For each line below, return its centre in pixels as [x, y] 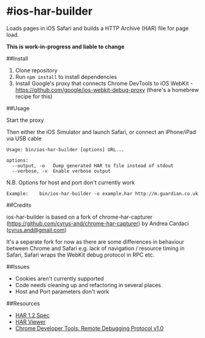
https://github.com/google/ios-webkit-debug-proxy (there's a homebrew [107, 89]
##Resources [23, 303]
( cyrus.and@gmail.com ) [37, 230]
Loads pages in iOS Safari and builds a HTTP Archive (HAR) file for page [98, 28]
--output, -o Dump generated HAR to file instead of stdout [93, 166]
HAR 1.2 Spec [32, 315]
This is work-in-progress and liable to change [65, 47]
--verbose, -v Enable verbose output [61, 171]
